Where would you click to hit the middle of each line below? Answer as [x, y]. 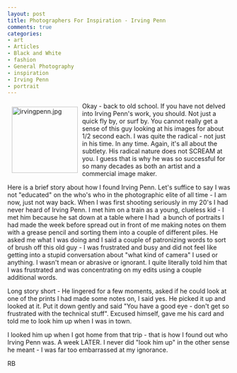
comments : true [30, 27]
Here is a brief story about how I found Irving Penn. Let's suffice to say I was [119, 187]
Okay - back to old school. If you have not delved [154, 106]
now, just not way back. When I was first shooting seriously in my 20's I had [118, 203]
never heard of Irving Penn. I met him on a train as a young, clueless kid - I [116, 210]
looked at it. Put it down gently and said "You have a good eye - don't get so [118, 306]
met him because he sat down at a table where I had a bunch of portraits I [116, 218]
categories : [25, 34]
